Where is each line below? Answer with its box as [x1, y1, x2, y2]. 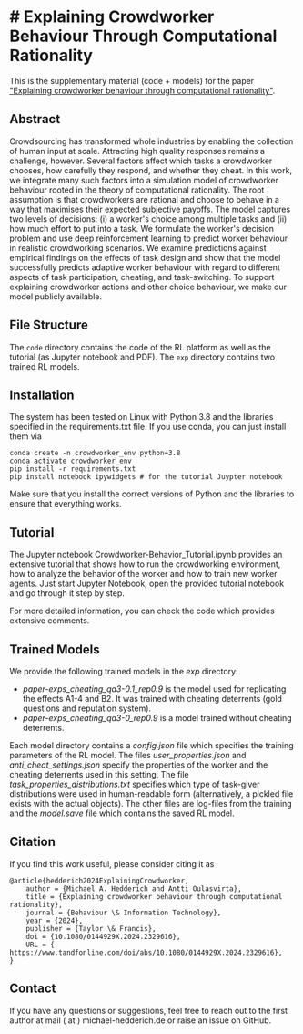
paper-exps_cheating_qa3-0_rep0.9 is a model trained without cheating [22, 713, 293, 723]
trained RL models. [9, 360, 80, 371]
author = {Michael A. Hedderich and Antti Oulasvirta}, [25, 883, 243, 893]
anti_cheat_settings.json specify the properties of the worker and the [9, 759, 268, 770]
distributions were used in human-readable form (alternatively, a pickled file [9, 789, 294, 799]
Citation [9, 834, 56, 850]
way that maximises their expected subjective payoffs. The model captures [9, 204, 291, 214]
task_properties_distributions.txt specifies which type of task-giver [9, 778, 260, 789]
